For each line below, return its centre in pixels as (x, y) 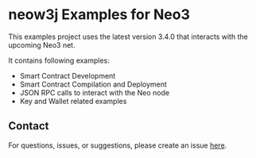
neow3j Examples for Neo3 (99, 15)
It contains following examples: (59, 60)
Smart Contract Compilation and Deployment (93, 84)
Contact (29, 126)
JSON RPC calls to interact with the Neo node (94, 92)
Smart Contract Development (68, 75)
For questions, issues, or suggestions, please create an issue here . (118, 145)
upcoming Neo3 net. (42, 44)
